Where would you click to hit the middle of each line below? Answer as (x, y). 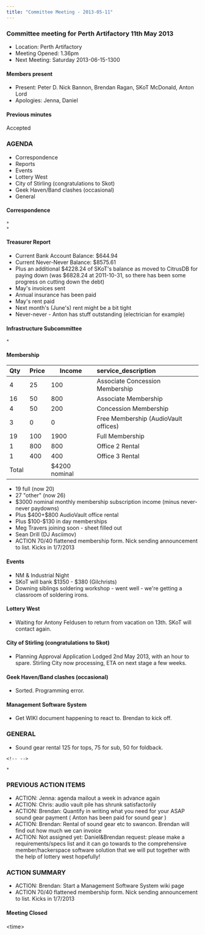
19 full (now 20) (35, 489)
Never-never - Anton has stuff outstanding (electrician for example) (100, 314)
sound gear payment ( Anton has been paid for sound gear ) (91, 817)
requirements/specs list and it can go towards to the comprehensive (101, 844)
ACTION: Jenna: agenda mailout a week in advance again (88, 798)
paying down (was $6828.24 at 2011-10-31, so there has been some (100, 276)
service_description (126, 371)
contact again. (33, 629)
